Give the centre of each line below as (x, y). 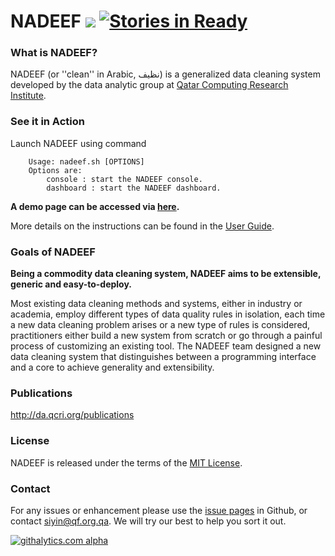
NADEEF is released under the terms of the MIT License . (126, 462)
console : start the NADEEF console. (124, 179)
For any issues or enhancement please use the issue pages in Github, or (159, 510)
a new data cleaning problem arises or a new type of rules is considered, (160, 325)
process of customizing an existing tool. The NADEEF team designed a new (166, 346)
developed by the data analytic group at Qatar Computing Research (149, 85)
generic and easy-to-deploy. (71, 284)
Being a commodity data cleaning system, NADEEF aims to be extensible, (166, 274)
